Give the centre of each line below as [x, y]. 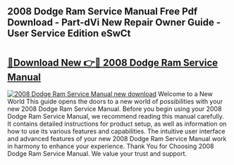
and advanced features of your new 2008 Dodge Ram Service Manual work [117, 139]
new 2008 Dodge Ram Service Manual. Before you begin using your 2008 [115, 109]
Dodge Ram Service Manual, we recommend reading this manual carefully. [116, 116]
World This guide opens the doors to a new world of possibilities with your [115, 101]
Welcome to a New [185, 94]
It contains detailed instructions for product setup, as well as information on [117, 124]
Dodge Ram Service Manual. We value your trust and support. [97, 153]
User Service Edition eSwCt [69, 33]
